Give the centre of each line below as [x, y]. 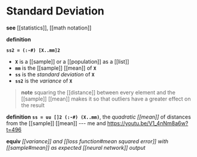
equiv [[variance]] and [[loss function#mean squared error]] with [87, 141]
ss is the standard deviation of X [55, 74]
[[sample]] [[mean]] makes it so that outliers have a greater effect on [106, 99]
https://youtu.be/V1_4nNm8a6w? [148, 123]
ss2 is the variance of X [44, 81]
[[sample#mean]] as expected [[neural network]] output [76, 147]
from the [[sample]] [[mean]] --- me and [56, 123]
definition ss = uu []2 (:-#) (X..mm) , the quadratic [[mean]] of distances [98, 117]
